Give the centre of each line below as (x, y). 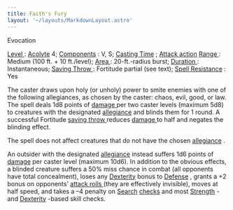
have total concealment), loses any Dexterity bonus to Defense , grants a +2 (117, 176)
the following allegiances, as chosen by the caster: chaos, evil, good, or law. (117, 97)
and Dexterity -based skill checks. (57, 198)
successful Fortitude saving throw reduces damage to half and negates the (115, 119)
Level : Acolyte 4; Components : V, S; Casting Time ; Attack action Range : (114, 54)
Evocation (22, 40)
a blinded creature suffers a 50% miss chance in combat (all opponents (110, 169)
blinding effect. (29, 127)
